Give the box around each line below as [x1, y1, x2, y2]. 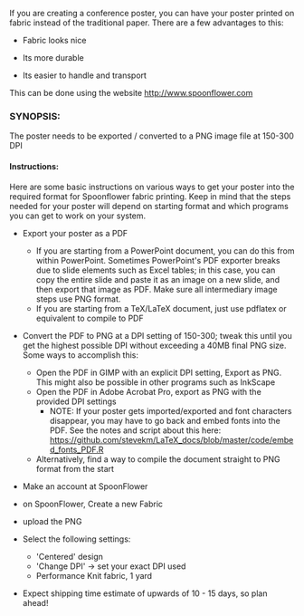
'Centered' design [35, 551, 104, 562]
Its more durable [22, 53, 84, 63]
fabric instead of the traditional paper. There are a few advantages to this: [9, 17, 284, 28]
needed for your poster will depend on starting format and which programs [9, 200, 290, 211]
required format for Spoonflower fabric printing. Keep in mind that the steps [9, 190, 291, 202]
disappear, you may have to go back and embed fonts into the [49, 415, 280, 426]
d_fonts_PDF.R [49, 444, 104, 455]
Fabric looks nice [22, 35, 87, 45]
